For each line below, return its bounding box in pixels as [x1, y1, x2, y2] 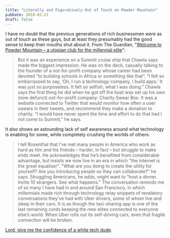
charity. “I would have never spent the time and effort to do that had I [17, 111, 162, 117]
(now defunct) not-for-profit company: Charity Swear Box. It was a [17, 95, 157, 101]
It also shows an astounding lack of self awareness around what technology [5, 126, 164, 132]
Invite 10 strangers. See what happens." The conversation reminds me [17, 179, 164, 186]
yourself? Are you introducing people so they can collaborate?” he [17, 168, 156, 174]
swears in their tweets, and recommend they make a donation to [17, 105, 152, 112]
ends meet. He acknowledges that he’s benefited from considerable [17, 152, 160, 158]
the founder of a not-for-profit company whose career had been [17, 68, 152, 74]
